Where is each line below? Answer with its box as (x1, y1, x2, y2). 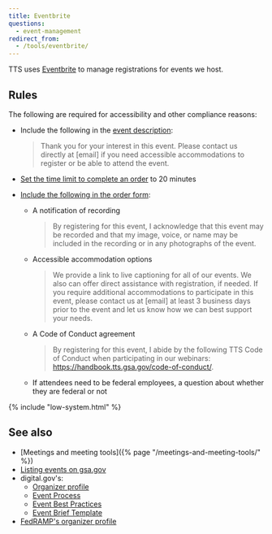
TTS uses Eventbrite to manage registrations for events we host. (8, 64, 224, 74)
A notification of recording (32, 205, 120, 215)
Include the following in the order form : (19, 189, 151, 199)
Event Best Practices (32, 499, 102, 509)
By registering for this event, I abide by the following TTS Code (52, 345, 263, 354)
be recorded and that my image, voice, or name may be (52, 229, 238, 240)
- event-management (15, 27, 82, 35)
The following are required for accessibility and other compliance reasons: (8, 109, 257, 119)
